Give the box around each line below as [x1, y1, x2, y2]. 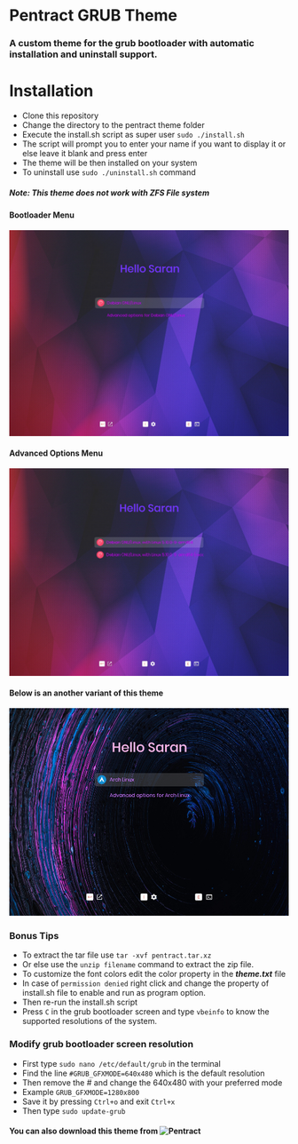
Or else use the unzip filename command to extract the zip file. [21, 959, 255, 970]
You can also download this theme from [9, 1125, 158, 1137]
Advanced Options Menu [9, 448, 104, 458]
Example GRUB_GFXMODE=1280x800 [21, 1086, 140, 1097]
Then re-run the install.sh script [21, 997, 138, 1008]
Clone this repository [21, 110, 99, 121]
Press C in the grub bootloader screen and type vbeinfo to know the [21, 1006, 270, 1017]
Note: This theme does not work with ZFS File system [9, 187, 210, 198]
